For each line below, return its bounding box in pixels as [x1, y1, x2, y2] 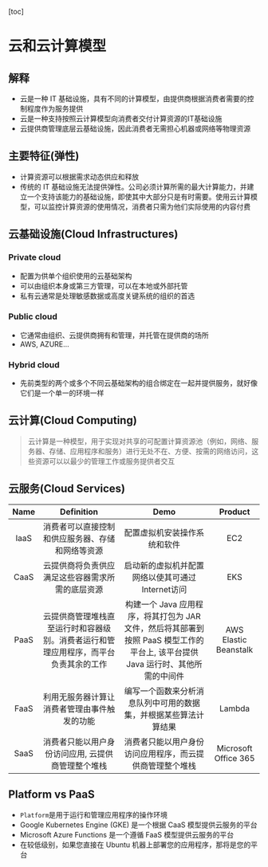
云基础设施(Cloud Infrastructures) [8, 227, 179, 241]
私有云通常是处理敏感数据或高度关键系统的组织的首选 [19, 291, 195, 300]
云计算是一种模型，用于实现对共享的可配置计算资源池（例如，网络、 [27, 436, 252, 445]
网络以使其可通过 [132, 571, 197, 583]
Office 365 [214, 752, 255, 763]
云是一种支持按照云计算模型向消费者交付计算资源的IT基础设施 [19, 114, 223, 123]
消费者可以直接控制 [42, 521, 116, 532]
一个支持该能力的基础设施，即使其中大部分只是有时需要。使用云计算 [26, 191, 251, 202]
